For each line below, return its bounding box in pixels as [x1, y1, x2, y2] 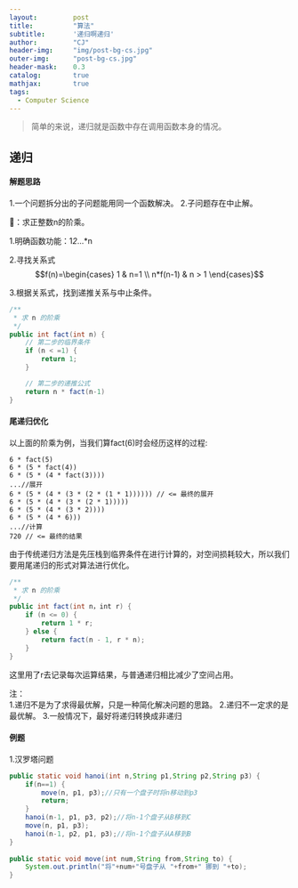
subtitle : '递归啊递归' [9, 29, 115, 38]
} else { [25, 627, 58, 636]
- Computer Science [17, 95, 90, 105]
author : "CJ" [9, 37, 90, 47]
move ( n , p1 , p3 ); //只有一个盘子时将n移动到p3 [41, 788, 198, 797]
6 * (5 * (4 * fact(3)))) [9, 471, 105, 480]
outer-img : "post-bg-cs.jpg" [9, 54, 138, 63]
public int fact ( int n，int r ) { [9, 602, 132, 611]
